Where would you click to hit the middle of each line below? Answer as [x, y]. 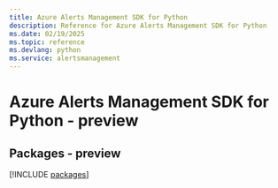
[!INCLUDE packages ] [49, 174]
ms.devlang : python [45, 50]
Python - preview [74, 121]
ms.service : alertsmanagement [65, 58]
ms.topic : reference [47, 42]
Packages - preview [65, 153]
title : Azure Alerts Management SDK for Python [99, 17]
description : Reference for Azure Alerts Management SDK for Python [138, 26]
